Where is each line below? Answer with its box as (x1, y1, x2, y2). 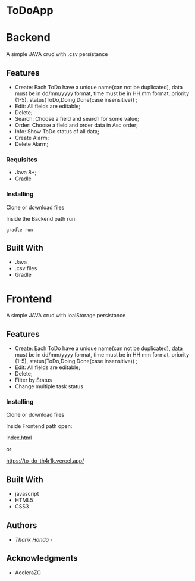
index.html (6, 434, 32, 441)
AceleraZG (14, 569, 42, 576)
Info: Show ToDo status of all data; (14, 127, 99, 135)
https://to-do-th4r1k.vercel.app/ (6, 457, 84, 464)
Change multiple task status (14, 383, 83, 390)
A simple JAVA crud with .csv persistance (6, 51, 108, 58)
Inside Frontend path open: (6, 423, 73, 430)
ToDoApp (6, 4, 54, 17)
